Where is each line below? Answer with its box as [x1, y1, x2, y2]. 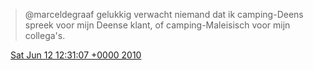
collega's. [24, 30, 66, 41]
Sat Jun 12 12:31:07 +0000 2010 [9, 49, 142, 61]
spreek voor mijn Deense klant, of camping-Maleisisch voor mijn [24, 19, 291, 31]
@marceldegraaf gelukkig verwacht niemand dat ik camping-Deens [24, 9, 304, 20]
